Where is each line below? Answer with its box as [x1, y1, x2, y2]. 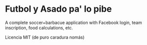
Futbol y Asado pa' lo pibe [5, 3, 112, 15]
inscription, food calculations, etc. [5, 24, 73, 30]
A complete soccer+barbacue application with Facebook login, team [5, 20, 142, 25]
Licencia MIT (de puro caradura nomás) [5, 34, 85, 40]
